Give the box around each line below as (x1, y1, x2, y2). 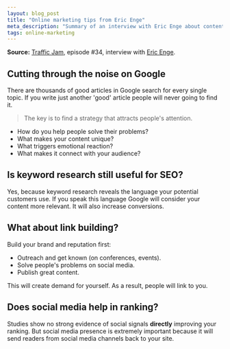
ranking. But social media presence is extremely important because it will (7, 327, 214, 335)
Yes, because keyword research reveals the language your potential (7, 187, 199, 196)
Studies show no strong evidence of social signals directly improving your (7, 319, 217, 328)
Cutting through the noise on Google (7, 68, 166, 80)
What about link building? (7, 222, 119, 234)
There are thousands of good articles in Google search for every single (7, 87, 207, 95)
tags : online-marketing (7, 29, 75, 36)
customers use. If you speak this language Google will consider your (7, 194, 201, 203)
